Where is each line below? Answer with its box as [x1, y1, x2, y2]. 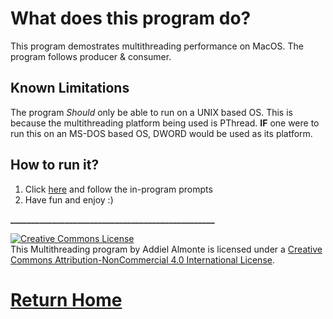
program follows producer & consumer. [10, 50, 172, 62]
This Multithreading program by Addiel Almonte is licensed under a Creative [10, 243, 323, 255]
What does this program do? [10, 7, 252, 30]
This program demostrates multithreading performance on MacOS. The [10, 40, 304, 52]
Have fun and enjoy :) [24, 193, 114, 206]
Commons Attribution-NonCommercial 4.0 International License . [10, 253, 275, 266]
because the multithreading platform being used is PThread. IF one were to [10, 117, 320, 129]
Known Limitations [10, 80, 130, 97]
